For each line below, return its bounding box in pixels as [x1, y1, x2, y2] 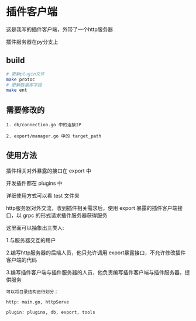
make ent [6, 87, 27, 94]
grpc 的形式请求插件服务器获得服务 [22, 212, 108, 219]
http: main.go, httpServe [6, 299, 69, 305]
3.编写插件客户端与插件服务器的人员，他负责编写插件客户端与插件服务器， [6, 268, 185, 275]
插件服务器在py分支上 [6, 38, 59, 45]
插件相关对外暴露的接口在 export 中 [6, 167, 92, 174]
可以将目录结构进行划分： [6, 289, 59, 295]
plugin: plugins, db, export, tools [6, 309, 95, 315]
